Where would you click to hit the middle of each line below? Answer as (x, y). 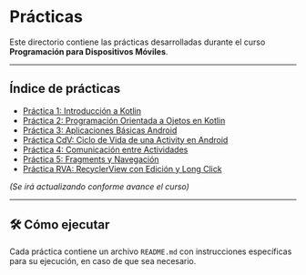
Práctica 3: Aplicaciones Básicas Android (100, 130)
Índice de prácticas (65, 89)
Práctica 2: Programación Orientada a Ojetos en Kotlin (124, 120)
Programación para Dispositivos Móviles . (89, 51)
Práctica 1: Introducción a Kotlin (82, 110)
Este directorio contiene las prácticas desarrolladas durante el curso (138, 42)
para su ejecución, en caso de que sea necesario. (103, 260)
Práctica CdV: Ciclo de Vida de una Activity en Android (125, 139)
